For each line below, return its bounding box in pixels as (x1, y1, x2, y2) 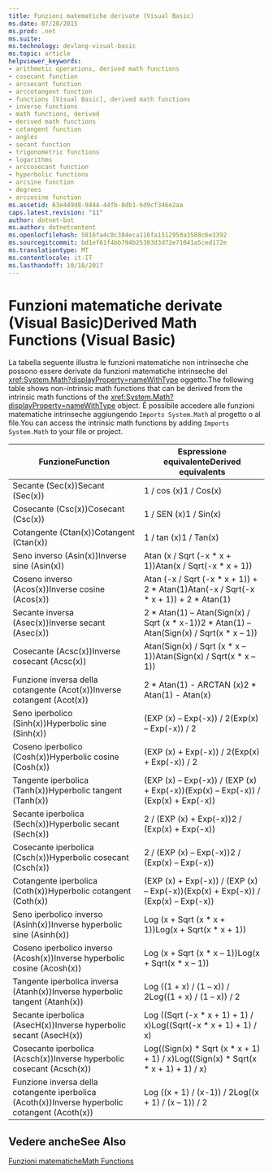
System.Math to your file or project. (8, 427, 123, 437)
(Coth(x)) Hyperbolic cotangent (12, 885, 132, 897)
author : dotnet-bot (8, 216, 75, 224)
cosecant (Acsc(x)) (12, 656, 87, 667)
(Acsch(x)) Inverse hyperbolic (12, 1054, 125, 1065)
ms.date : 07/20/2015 (8, 20, 79, 28)
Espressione (177, 446, 227, 458)
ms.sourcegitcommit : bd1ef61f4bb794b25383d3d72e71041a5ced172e (8, 239, 227, 247)
